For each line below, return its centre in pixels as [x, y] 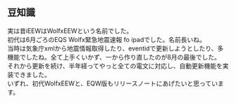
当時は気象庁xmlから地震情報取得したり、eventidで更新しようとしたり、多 [116, 48]
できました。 [32, 74]
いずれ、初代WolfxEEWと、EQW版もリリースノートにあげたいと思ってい [113, 83]
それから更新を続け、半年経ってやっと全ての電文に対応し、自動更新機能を [115, 66]
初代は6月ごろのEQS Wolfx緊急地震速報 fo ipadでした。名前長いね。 [106, 39]
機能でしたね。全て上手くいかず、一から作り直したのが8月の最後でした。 [114, 57]
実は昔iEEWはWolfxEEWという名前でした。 [70, 31]
